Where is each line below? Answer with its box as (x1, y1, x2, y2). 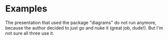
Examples (5, 3, 47, 14)
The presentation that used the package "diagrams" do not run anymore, (5, 19, 156, 25)
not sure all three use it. (5, 30, 54, 36)
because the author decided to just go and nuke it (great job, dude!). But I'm (5, 24, 163, 30)
